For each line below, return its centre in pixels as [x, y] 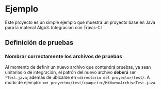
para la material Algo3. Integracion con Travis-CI [54, 27]
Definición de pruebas [39, 43]
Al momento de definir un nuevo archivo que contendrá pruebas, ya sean [78, 67]
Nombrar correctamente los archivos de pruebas [64, 57]
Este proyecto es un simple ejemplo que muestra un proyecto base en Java [80, 22]
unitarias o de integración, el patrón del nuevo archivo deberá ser [71, 72]
